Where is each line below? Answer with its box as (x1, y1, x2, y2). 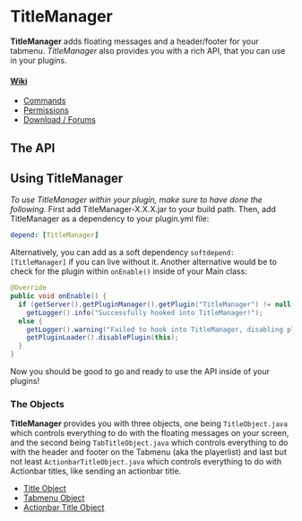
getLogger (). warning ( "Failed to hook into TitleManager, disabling (26, 325, 283, 334)
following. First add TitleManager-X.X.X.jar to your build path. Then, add (10, 204, 276, 215)
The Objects (10, 398, 65, 411)
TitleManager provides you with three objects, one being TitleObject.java (10, 418, 288, 429)
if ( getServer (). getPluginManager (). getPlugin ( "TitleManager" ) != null (18, 300, 292, 309)
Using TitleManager (10, 170, 124, 185)
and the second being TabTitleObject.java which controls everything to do (10, 437, 289, 448)
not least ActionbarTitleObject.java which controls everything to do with (10, 457, 281, 467)
